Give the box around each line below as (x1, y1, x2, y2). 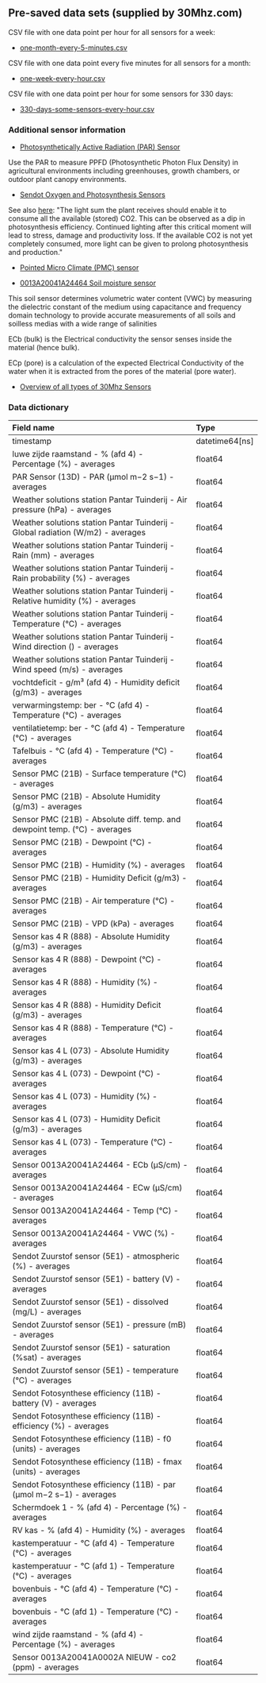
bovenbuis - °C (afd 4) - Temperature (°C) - (12, 1584, 180, 1595)
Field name (12, 423, 55, 434)
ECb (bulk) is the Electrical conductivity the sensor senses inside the (8, 334, 232, 344)
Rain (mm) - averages (12, 550, 95, 561)
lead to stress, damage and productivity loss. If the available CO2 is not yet (8, 230, 253, 241)
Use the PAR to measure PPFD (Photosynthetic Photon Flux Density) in (8, 158, 239, 168)
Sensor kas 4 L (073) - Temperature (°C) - (12, 1137, 174, 1148)
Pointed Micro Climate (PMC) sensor (19, 263, 139, 272)
